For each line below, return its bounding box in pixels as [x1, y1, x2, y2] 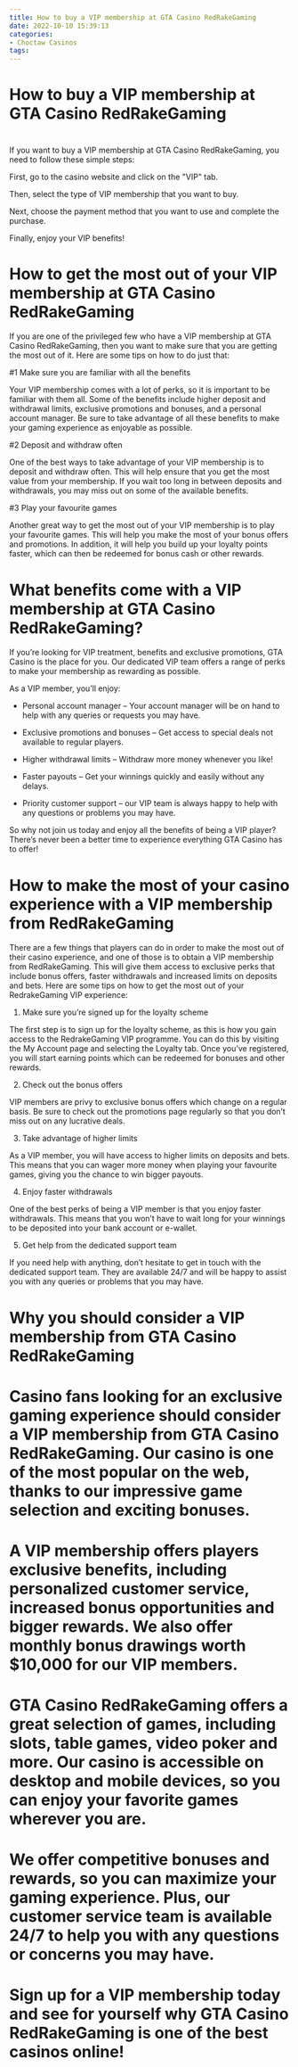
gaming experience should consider [9, 1405, 282, 1425]
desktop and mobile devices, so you [9, 1771, 281, 1791]
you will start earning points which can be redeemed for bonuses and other [9, 1053, 286, 1064]
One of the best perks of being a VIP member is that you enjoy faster [9, 1204, 262, 1215]
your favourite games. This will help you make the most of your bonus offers [9, 530, 289, 540]
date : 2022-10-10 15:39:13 [9, 21, 109, 30]
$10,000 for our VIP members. [9, 1654, 238, 1675]
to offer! [9, 844, 39, 854]
